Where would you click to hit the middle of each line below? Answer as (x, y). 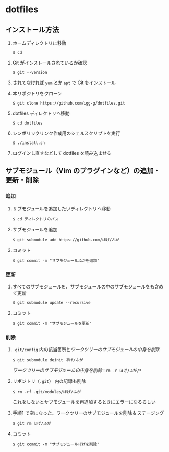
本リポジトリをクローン (37, 94)
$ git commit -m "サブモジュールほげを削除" (56, 444)
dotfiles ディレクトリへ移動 (41, 113)
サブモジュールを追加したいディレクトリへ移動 (62, 208)
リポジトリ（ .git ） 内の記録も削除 (49, 381)
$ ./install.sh (29, 143)
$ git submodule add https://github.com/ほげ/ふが (66, 240)
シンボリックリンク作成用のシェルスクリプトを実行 (66, 133)
